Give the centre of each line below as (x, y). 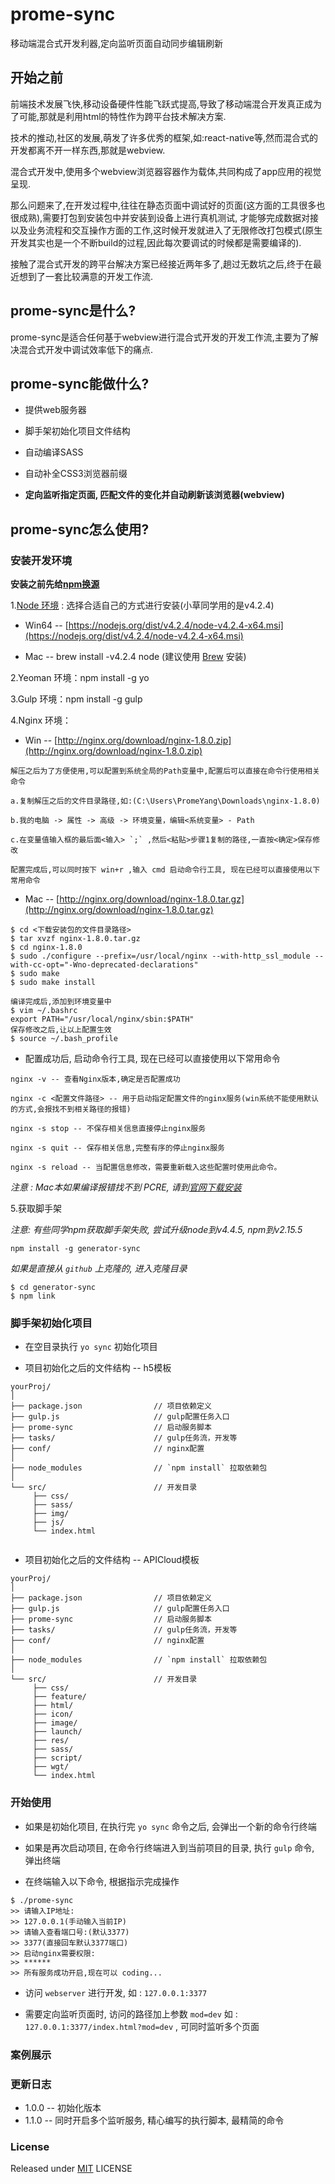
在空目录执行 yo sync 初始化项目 (91, 1347)
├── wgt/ (51, 1767)
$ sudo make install (53, 983)
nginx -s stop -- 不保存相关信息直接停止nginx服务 (108, 1129)
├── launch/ (57, 1732)
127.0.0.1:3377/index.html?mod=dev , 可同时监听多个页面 (142, 2026)
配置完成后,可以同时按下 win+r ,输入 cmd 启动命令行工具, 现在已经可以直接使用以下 (165, 870)
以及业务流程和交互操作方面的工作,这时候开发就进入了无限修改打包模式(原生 (166, 230)
